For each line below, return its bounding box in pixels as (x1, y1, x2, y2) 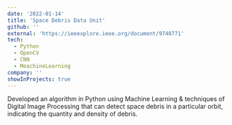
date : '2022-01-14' (7, 10, 65, 18)
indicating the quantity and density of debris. (7, 110, 138, 118)
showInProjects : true (7, 75, 71, 83)
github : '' (7, 23, 39, 30)
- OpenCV (13, 50, 39, 57)
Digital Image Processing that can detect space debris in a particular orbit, (7, 103, 224, 111)
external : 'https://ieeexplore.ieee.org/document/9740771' (7, 29, 185, 37)
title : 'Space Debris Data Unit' (7, 17, 106, 24)
